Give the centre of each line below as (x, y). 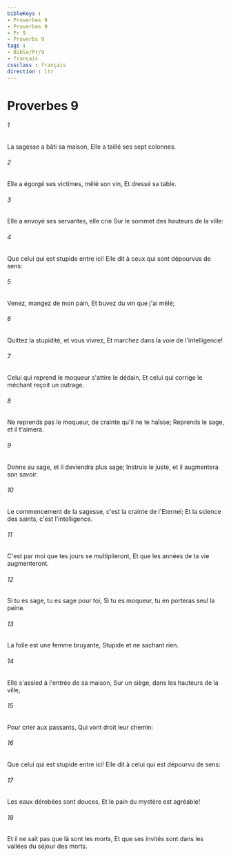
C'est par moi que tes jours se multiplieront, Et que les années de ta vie (108, 556)
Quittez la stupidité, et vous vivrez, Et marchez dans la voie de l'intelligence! (115, 340)
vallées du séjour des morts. (47, 846)
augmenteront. (28, 563)
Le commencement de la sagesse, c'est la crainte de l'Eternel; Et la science (114, 511)
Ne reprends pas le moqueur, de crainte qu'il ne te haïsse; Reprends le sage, (116, 422)
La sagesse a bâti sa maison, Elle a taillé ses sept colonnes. (92, 147)
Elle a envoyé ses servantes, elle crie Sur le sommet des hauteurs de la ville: (115, 221)
